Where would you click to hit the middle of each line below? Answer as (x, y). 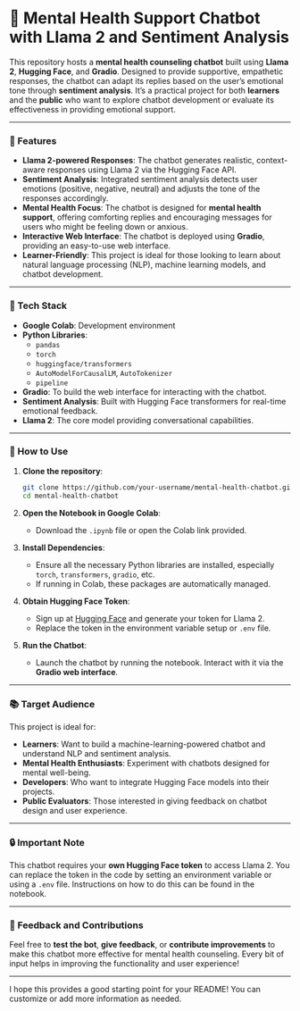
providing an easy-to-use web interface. (96, 246)
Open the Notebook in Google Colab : (91, 513)
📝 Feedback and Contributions (77, 925)
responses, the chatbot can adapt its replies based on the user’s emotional (146, 80)
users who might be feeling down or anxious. (105, 227)
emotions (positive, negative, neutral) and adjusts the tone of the (141, 189)
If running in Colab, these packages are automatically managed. (153, 583)
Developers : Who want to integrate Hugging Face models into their (146, 781)
